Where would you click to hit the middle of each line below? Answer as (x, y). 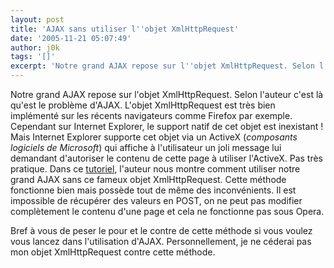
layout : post (37, 19)
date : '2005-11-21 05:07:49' (71, 38)
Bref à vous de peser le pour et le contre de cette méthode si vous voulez (161, 230)
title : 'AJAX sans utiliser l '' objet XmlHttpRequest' (125, 29)
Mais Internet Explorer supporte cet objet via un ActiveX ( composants (154, 137)
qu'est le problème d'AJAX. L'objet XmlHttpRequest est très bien (143, 105)
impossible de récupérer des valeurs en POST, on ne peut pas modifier (156, 200)
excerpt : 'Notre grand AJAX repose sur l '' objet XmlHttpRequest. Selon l (167, 66)
